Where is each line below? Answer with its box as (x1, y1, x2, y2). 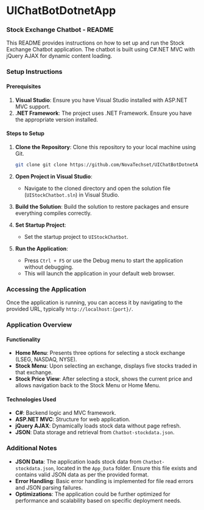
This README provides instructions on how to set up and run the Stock (6, 39, 185, 46)
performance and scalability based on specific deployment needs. (15, 497, 181, 504)
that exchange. (15, 369, 53, 376)
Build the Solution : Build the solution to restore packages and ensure (15, 203, 189, 210)
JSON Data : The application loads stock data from (15, 457, 142, 465)
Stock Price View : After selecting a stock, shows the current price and (15, 375, 193, 382)
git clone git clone (15, 161, 68, 168)
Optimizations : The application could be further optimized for (15, 490, 171, 498)
